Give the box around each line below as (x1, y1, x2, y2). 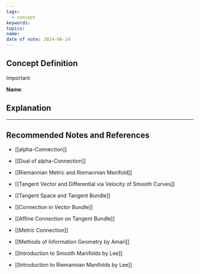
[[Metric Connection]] (14, 227, 68, 234)
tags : (6, 8, 20, 15)
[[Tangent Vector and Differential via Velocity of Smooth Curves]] (14, 180, 175, 188)
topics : (6, 25, 26, 32)
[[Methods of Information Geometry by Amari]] (14, 238, 130, 245)
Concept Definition (6, 58, 79, 68)
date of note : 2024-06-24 (6, 36, 70, 42)
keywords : (6, 20, 31, 26)
